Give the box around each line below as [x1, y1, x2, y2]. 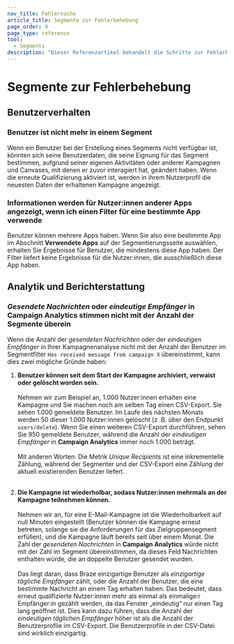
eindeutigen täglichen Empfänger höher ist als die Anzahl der [17, 614, 194, 622]
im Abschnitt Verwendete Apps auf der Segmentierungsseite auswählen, [7, 238, 218, 247]
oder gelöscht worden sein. [17, 378, 99, 387]
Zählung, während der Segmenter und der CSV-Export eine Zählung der [17, 459, 224, 468]
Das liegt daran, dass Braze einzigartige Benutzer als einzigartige [17, 569, 205, 578]
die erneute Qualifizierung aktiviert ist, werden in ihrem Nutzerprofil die [7, 173, 211, 181]
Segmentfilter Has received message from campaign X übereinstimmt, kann [7, 350, 221, 358]
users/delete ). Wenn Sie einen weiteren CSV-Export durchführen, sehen [17, 422, 226, 431]
